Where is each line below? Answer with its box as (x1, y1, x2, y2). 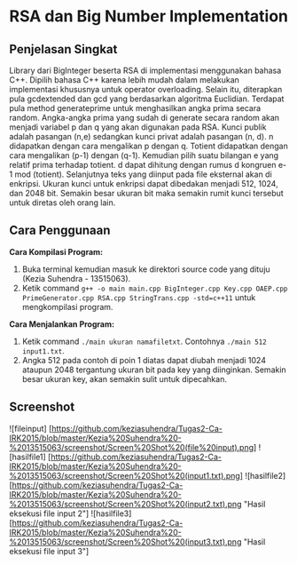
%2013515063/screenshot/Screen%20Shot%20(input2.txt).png (9, 498, 242, 509)
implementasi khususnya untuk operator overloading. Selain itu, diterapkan (9, 84, 283, 94)
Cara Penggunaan (9, 223, 111, 238)
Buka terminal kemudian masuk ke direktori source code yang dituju (21, 264, 270, 275)
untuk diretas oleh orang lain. (9, 197, 116, 208)
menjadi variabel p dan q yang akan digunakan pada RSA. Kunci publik (9, 122, 267, 132)
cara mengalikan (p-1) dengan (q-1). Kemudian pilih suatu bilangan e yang (9, 150, 279, 161)
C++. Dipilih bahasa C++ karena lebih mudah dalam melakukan (9, 75, 239, 85)
